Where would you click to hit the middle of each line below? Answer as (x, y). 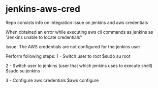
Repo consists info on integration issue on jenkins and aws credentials (77, 22)
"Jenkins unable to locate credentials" (44, 37)
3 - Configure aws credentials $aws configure (52, 80)
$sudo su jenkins (23, 71)
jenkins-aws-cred (43, 9)
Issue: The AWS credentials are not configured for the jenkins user (73, 46)
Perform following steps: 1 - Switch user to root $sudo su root (68, 56)
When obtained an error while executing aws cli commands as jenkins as (79, 32)
